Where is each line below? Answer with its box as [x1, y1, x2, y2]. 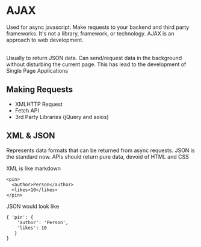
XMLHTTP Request [14, 100, 63, 108]
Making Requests [6, 85, 73, 95]
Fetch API [14, 106, 39, 114]
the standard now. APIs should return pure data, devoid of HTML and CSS [6, 153, 190, 160]
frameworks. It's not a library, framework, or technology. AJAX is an [6, 29, 175, 37]
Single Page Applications [6, 67, 68, 74]
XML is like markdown [6, 165, 61, 172]
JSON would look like [6, 203, 60, 210]
